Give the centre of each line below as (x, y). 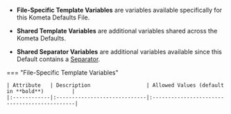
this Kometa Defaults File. (53, 17)
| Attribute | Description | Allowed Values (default (115, 85)
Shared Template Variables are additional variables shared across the (117, 31)
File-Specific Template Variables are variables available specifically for (119, 10)
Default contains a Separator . (58, 59)
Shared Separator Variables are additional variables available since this (119, 52)
